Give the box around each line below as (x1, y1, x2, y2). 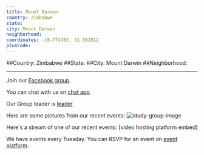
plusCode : (6, 43, 32, 49)
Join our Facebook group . (6, 76, 71, 84)
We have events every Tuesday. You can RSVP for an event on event (6, 135, 178, 142)
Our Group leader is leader (6, 100, 73, 107)
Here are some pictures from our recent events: (6, 111, 126, 119)
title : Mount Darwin (6, 8, 59, 15)
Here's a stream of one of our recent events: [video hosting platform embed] (6, 124, 198, 131)
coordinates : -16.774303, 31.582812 (6, 37, 99, 43)
